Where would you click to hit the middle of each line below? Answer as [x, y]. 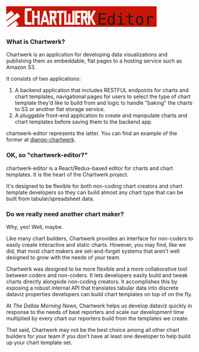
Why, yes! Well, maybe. [35, 227]
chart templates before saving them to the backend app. [83, 122]
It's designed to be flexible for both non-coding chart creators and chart [94, 186]
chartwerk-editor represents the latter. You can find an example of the [92, 133]
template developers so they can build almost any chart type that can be [95, 192]
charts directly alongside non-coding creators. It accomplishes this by [92, 282]
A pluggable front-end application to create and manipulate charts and [101, 115]
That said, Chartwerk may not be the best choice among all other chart [93, 330]
